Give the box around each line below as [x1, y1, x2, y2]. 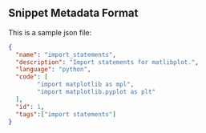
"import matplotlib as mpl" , [37, 80, 135, 89]
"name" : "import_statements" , [15, 50, 116, 58]
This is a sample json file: [8, 27, 92, 37]
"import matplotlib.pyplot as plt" [37, 88, 156, 96]
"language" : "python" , [15, 66, 91, 74]
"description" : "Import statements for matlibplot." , [15, 58, 199, 66]
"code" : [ [15, 73, 48, 81]
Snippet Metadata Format [8, 6, 139, 20]
